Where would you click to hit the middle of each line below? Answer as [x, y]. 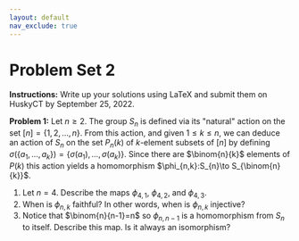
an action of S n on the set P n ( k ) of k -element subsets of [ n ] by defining [140, 144]
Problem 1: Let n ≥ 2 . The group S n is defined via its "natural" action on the [147, 123]
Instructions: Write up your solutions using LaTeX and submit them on [138, 95]
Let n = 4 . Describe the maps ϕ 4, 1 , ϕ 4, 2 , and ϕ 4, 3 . [114, 193]
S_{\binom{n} [256, 165]
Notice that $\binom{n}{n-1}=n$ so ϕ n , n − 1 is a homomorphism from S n [154, 217]
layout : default [39, 17]
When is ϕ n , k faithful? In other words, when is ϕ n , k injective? [133, 205]
